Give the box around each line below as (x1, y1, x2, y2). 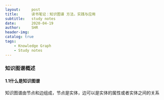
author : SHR (5, 25, 38, 30)
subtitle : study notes (5, 16, 56, 21)
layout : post (5, 7, 41, 12)
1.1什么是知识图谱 (5, 78, 40, 84)
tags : (5, 39, 16, 44)
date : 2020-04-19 (5, 20, 54, 26)
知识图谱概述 (5, 65, 36, 72)
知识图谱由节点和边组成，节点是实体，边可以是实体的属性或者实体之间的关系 (5, 90, 160, 96)
